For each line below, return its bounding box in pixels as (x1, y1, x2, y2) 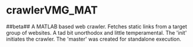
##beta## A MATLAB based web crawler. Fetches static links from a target (6, 23, 187, 30)
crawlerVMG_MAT (6, 4, 98, 17)
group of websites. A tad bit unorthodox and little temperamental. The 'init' (6, 29, 187, 36)
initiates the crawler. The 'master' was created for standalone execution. (6, 35, 181, 42)
